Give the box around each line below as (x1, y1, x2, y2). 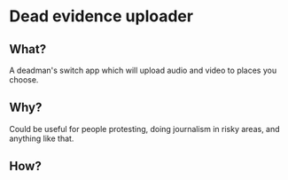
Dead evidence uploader (9, 6, 193, 27)
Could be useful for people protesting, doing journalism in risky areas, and (9, 123, 281, 134)
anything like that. (9, 133, 74, 144)
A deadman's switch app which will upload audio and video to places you (9, 65, 277, 75)
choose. (9, 74, 39, 85)
